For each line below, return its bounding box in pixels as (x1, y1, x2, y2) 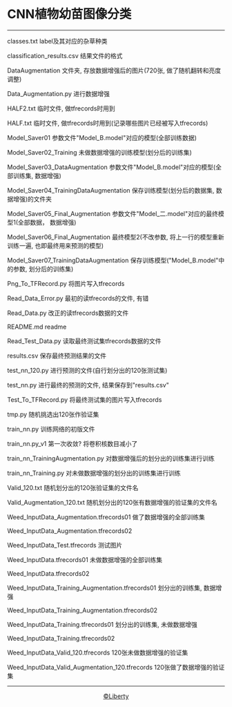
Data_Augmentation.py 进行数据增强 (7, 89, 110, 97)
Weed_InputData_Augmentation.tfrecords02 (7, 526, 133, 535)
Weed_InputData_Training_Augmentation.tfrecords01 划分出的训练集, (7, 583, 202, 592)
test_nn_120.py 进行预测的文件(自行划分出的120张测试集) (7, 366, 168, 374)
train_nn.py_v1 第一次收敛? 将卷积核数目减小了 (7, 439, 138, 447)
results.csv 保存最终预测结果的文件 (7, 351, 107, 360)
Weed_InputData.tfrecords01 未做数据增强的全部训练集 (7, 555, 163, 563)
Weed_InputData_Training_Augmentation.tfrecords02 (7, 606, 157, 614)
